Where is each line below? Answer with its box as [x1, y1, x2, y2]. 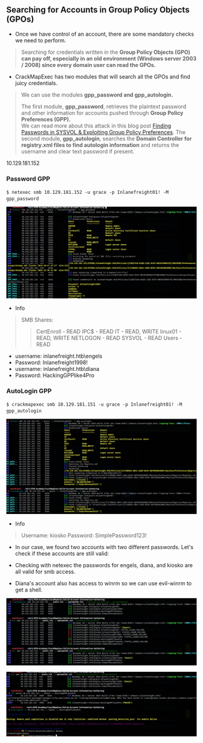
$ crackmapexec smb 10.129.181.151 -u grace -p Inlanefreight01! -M [6, 402, 182, 408]
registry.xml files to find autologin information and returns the [21, 141, 179, 149]
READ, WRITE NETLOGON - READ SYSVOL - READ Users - [36, 334, 182, 341]
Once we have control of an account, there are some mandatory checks [14, 30, 195, 37]
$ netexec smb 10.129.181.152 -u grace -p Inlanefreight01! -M [6, 190, 169, 196]
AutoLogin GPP [6, 387, 52, 395]
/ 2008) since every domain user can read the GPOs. [21, 61, 156, 68]
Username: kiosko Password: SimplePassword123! [21, 532, 147, 539]
